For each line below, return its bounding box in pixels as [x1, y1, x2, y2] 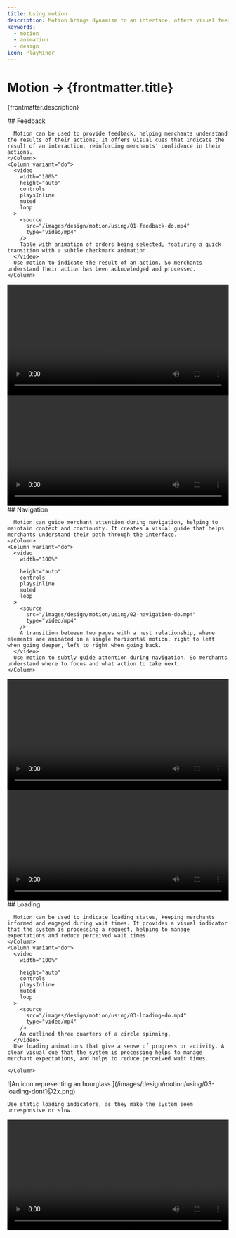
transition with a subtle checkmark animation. [7, 247, 150, 254]
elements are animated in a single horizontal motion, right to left [7, 635, 216, 643]
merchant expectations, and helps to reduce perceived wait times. [7, 1055, 209, 1062]
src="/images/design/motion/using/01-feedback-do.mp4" [25, 222, 190, 229]
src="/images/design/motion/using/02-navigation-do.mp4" [25, 611, 197, 618]
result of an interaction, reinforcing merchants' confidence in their [7, 142, 221, 150]
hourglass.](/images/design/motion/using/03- [81, 1079, 215, 1088]
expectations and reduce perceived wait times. [7, 932, 150, 939]
